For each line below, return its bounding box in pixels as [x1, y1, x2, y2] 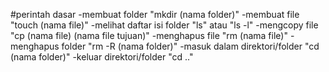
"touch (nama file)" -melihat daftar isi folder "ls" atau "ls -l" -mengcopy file [10, 19, 319, 31]
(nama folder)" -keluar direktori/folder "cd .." [10, 51, 194, 63]
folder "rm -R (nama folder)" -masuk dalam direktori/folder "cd [61, 40, 320, 52]
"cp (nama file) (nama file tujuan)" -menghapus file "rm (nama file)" [10, 30, 288, 41]
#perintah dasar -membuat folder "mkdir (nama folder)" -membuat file [10, 9, 300, 20]
